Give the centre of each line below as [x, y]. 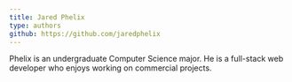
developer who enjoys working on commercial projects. [110, 68]
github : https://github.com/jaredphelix [85, 34]
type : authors [36, 26]
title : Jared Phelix [47, 17]
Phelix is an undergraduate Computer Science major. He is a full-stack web [146, 59]
